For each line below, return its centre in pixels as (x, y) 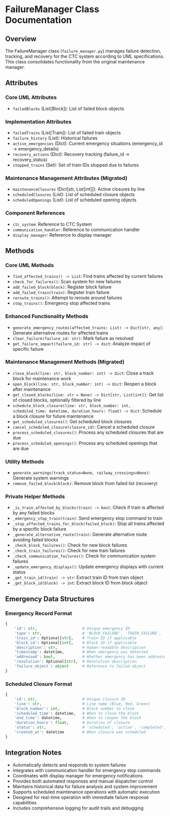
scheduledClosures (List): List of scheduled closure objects (74, 195)
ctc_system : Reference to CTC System (52, 224)
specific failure (28, 349)
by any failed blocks (33, 513)
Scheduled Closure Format (39, 684)
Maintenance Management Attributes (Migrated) (66, 178)
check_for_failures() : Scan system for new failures (67, 282)
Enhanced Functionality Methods (47, 316)
